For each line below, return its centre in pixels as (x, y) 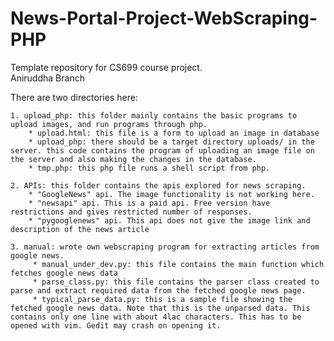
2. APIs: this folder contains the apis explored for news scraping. (158, 185)
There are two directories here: (74, 97)
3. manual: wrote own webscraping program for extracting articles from (165, 247)
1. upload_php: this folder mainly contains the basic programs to (154, 115)
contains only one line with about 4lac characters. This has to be (156, 317)
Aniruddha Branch (47, 78)
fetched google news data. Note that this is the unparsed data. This (160, 308)
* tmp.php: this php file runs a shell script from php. (149, 168)
